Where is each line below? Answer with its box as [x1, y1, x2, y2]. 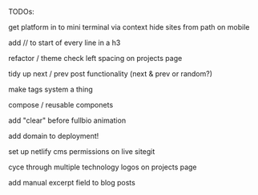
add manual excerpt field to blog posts [8, 178, 136, 187]
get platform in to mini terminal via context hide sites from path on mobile [8, 22, 250, 31]
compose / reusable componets [8, 100, 114, 109]
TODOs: [8, 7, 34, 16]
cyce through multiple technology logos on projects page [8, 162, 198, 172]
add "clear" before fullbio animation [8, 116, 127, 125]
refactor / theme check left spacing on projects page [8, 54, 183, 63]
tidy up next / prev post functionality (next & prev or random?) [8, 69, 213, 79]
